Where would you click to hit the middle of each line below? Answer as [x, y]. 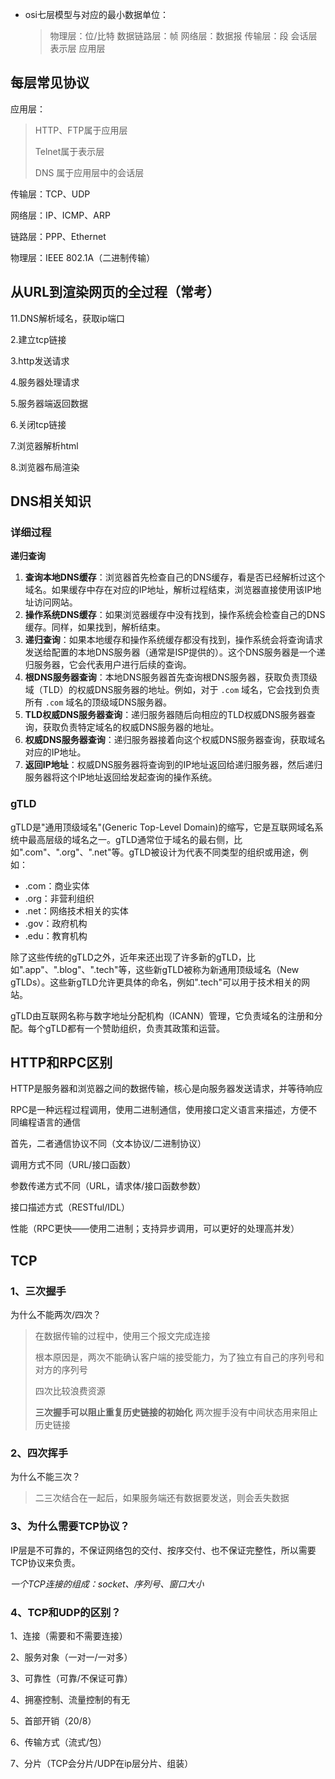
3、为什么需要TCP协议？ [70, 1526]
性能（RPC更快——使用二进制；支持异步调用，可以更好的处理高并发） [155, 1229]
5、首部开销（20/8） [53, 1721]
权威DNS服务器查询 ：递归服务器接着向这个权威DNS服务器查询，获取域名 [175, 740]
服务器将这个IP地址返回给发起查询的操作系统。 [121, 777]
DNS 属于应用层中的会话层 [89, 172]
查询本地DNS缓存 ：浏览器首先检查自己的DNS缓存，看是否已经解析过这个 [175, 577]
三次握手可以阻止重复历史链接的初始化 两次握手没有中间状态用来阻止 [176, 1412]
